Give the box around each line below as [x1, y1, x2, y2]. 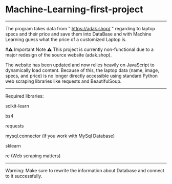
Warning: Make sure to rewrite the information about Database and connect [5, 167, 165, 173]
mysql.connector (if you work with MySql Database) [5, 133, 115, 139]
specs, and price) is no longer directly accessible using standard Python [5, 72, 158, 79]
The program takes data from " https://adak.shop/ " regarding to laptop [5, 25, 155, 31]
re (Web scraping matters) [5, 153, 61, 159]
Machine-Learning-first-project [5, 4, 143, 15]
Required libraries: [5, 93, 44, 99]
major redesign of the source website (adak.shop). [5, 51, 112, 58]
